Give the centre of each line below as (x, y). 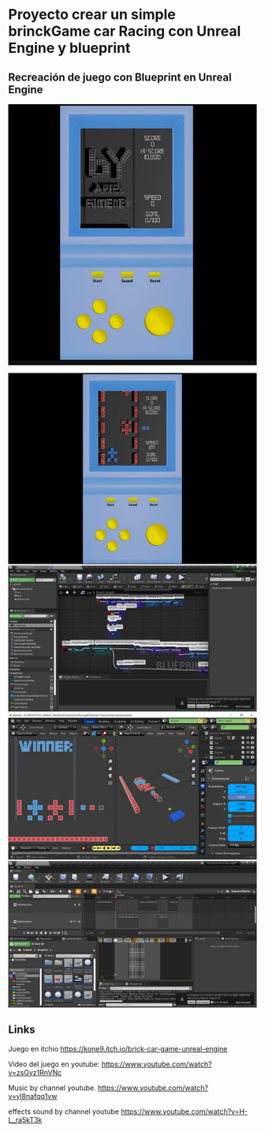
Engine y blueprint (69, 48)
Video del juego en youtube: (54, 1064)
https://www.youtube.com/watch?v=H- (185, 1111)
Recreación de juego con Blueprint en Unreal (120, 77)
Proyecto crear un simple (92, 15)
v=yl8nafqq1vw (33, 1096)
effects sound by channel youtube (64, 1111)
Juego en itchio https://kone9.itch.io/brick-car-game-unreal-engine (118, 1048)
